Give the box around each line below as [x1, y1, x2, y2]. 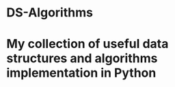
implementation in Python [6, 65, 157, 81]
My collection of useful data [6, 36, 169, 52]
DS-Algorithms [6, 5, 94, 21]
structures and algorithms [6, 51, 158, 66]
